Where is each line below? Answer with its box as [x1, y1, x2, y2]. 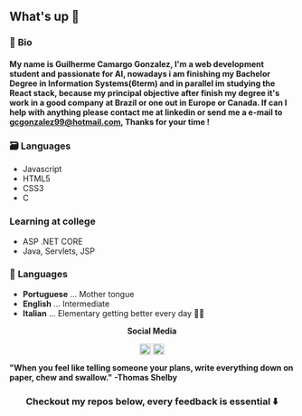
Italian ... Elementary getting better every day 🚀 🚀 [22, 307, 205, 318]
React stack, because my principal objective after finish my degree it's [9, 87, 280, 98]
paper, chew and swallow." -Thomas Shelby [9, 372, 178, 382]
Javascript [22, 164, 62, 175]
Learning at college [9, 215, 97, 227]
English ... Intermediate [22, 298, 110, 309]
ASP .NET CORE [22, 236, 83, 247]
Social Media [127, 325, 177, 336]
